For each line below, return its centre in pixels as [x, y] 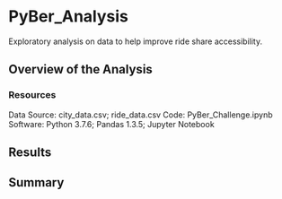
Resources [32, 95]
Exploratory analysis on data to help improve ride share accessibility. [135, 41]
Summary [36, 182]
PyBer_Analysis [69, 17]
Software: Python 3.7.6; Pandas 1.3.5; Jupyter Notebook [111, 124]
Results [30, 153]
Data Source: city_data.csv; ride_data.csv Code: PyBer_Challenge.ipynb [141, 115]
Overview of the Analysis [81, 69]
